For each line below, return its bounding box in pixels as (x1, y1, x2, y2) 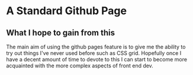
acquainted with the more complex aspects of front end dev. (6, 62, 154, 69)
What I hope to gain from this (6, 28, 115, 38)
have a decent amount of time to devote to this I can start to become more (6, 56, 188, 63)
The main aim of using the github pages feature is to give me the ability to (6, 43, 186, 50)
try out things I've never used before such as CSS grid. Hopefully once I (6, 50, 182, 57)
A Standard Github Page (6, 4, 127, 18)
